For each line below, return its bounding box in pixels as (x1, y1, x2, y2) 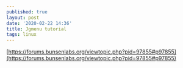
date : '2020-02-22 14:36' (6, 20, 72, 26)
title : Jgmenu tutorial (6, 25, 67, 32)
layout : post (6, 15, 40, 21)
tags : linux (6, 32, 37, 38)
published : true (6, 8, 48, 15)
